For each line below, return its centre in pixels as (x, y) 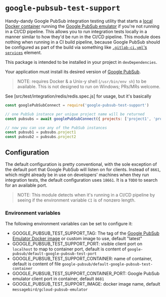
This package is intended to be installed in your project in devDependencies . (81, 62)
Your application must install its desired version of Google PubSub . (73, 72)
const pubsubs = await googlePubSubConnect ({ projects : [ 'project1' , (78, 119)
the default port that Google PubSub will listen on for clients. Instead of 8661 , (83, 170)
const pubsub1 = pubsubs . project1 (41, 132)
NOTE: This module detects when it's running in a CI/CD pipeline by (86, 195)
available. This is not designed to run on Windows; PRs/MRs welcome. (89, 86)
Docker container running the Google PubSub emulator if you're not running (82, 26)
